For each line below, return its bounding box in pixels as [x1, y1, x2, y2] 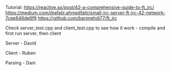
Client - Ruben [5, 50, 36, 56]
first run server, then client [5, 30, 62, 36]
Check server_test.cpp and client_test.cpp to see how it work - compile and [5, 25, 165, 31]
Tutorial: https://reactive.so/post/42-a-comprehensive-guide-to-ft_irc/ [5, 5, 155, 10]
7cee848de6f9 [5, 15, 37, 21]
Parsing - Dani [5, 60, 36, 65]
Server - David [5, 40, 36, 46]
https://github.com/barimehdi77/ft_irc [37, 15, 117, 21]
